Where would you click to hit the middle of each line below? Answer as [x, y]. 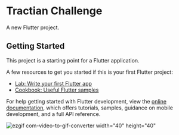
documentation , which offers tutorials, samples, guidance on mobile [89, 108]
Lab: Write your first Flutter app [53, 83]
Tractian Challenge [54, 11]
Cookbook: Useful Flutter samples [57, 90]
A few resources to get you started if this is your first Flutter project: [89, 72]
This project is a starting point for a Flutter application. [73, 60]
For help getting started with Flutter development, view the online [87, 101]
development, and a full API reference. [53, 114]
